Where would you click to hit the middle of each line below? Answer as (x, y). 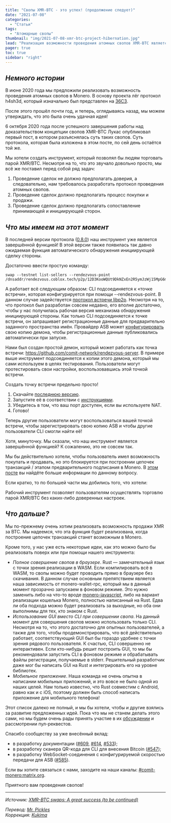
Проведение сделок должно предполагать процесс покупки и (81, 195)
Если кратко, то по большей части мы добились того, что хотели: (76, 483)
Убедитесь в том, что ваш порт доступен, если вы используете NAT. (87, 405)
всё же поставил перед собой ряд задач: (50, 169)
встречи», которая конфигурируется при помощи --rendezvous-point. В (83, 294)
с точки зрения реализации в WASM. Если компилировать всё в (82, 568)
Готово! (21, 410)
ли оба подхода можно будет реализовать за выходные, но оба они (87, 605)
